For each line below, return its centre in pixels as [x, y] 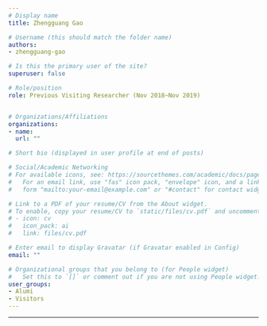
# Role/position [35, 88]
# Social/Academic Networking [58, 167]
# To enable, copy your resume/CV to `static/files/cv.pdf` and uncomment [135, 211]
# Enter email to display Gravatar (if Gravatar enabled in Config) [124, 247]
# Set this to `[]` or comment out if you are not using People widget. [135, 277]
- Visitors [26, 299]
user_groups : [30, 284]
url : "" [28, 139]
